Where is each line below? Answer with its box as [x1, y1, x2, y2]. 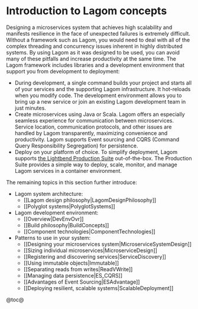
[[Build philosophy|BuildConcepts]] [23, 221, 109, 228]
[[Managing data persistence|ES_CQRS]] [23, 272, 123, 279]
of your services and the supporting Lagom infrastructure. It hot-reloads [14, 85, 191, 92]
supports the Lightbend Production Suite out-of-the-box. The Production [14, 154, 192, 162]
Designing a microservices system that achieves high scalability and [6, 24, 173, 31]
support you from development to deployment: [6, 67, 120, 75]
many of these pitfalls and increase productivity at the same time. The [6, 55, 176, 62]
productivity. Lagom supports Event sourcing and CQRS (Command [14, 136, 180, 143]
